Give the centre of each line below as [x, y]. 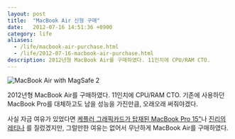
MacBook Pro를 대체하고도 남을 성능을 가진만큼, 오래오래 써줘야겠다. [103, 104]
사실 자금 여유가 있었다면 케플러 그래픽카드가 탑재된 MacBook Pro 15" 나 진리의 [117, 118]
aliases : [20, 40]
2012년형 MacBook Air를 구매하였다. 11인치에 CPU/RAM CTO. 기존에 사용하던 [116, 95]
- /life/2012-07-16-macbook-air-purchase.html [84, 54]
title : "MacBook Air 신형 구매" [54, 21]
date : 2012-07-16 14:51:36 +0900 [60, 27]
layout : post [27, 14]
